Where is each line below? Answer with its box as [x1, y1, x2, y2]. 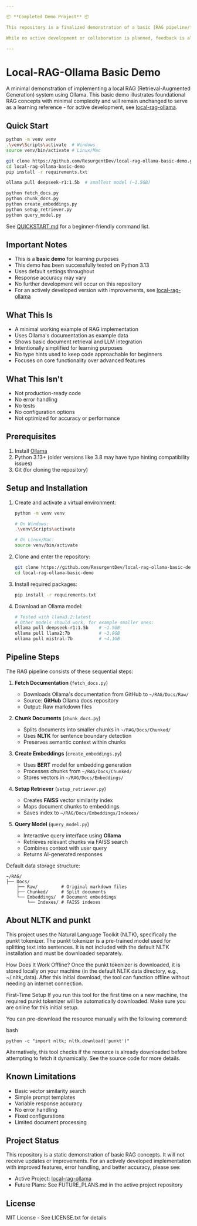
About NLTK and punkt [6, 915, 91, 925]
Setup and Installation [6, 483, 88, 493]
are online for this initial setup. [6, 1003, 79, 1010]
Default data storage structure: [6, 862, 81, 869]
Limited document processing [14, 1118, 87, 1125]
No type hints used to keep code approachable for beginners [14, 351, 162, 358]
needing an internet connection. [6, 980, 83, 987]
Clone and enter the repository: [14, 553, 91, 560]
